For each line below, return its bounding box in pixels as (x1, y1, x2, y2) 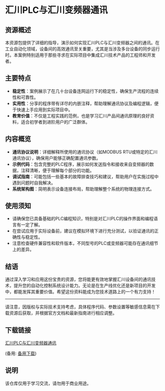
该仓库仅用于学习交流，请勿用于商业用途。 (5, 380, 91, 386)
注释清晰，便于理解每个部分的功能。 (21, 167, 94, 173)
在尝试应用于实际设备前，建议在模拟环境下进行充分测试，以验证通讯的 (12, 228, 155, 234)
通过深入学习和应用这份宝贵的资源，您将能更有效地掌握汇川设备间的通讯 (5, 276, 151, 282)
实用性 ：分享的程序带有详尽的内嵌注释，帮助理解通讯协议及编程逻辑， (12, 100, 155, 106)
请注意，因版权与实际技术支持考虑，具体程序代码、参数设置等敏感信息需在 (5, 304, 156, 310)
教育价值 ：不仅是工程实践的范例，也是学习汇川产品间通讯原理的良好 (12, 113, 150, 118)
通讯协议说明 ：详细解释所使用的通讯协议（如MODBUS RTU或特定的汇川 (12, 149, 158, 155)
